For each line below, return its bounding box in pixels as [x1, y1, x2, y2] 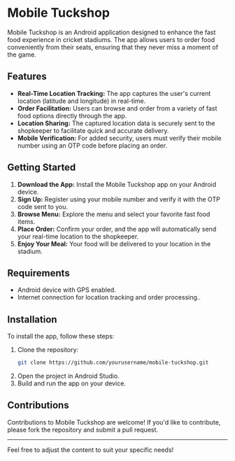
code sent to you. [17, 202, 69, 211]
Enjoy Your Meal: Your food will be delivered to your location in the [17, 239, 211, 248]
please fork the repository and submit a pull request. [7, 425, 159, 434]
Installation [7, 313, 57, 325]
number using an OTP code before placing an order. [17, 141, 168, 150]
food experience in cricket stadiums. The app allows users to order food [7, 35, 215, 43]
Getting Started [7, 162, 76, 173]
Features [7, 71, 47, 83]
